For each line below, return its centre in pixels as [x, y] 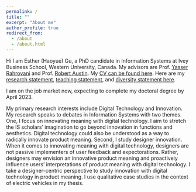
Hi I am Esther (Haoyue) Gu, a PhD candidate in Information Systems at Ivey [97, 61]
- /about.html [28, 44]
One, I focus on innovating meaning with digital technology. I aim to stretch [96, 121]
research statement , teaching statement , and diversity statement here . [91, 79]
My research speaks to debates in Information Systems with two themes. [94, 114]
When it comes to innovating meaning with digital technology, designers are [97, 145]
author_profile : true [32, 28]
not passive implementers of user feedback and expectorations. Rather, [92, 152]
